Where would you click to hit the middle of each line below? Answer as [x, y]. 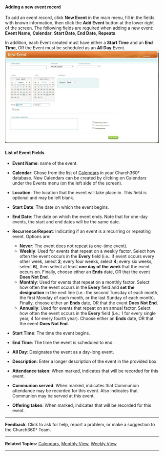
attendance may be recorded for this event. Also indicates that [75, 391]
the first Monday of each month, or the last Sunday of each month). [87, 298]
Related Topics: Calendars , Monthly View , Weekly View [61, 444]
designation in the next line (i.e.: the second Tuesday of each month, [89, 293]
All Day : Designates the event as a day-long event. [63, 352]
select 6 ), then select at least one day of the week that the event [84, 267]
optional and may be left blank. [43, 198]
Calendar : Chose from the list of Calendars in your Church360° [76, 173]
